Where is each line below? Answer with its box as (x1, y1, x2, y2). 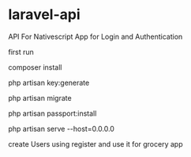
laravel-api (8, 6, 81, 24)
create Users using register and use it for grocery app (8, 139, 183, 148)
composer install (8, 62, 62, 72)
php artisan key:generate (8, 78, 90, 87)
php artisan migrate (8, 93, 73, 102)
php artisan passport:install (8, 109, 97, 118)
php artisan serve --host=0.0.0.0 (8, 124, 114, 133)
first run (8, 47, 34, 56)
